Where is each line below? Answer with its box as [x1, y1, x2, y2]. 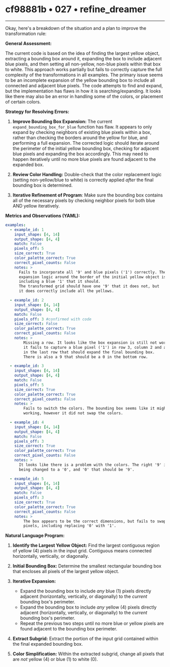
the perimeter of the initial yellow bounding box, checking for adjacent [12, 145, 159, 151]
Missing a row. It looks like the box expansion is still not [23, 340, 157, 345]
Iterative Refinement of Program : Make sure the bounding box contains [12, 192, 163, 198]
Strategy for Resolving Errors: [5, 108, 69, 115]
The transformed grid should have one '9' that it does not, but [18, 284, 159, 289]
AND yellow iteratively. [12, 203, 60, 209]
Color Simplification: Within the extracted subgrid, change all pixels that [12, 651, 164, 657]
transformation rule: [5, 30, 47, 37]
